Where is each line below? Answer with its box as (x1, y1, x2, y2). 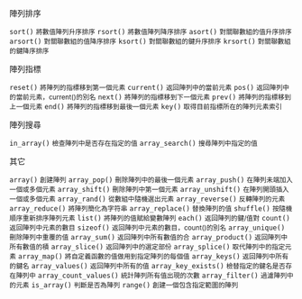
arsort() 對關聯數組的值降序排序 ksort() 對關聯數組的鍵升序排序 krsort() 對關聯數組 (9, 37, 291, 46)
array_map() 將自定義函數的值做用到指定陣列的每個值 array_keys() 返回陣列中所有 (17, 252, 289, 261)
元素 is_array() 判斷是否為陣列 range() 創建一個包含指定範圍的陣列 (15, 281, 239, 290)
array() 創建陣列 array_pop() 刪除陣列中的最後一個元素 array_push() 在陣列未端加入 (9, 176, 293, 185)
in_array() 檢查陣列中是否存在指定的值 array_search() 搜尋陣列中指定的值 (9, 139, 259, 148)
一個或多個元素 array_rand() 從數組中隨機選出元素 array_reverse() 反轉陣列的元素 (9, 195, 286, 204)
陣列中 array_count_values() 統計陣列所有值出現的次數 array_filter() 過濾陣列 (15, 271, 288, 280)
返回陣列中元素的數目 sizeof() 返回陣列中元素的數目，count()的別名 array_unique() (9, 223, 286, 232)
